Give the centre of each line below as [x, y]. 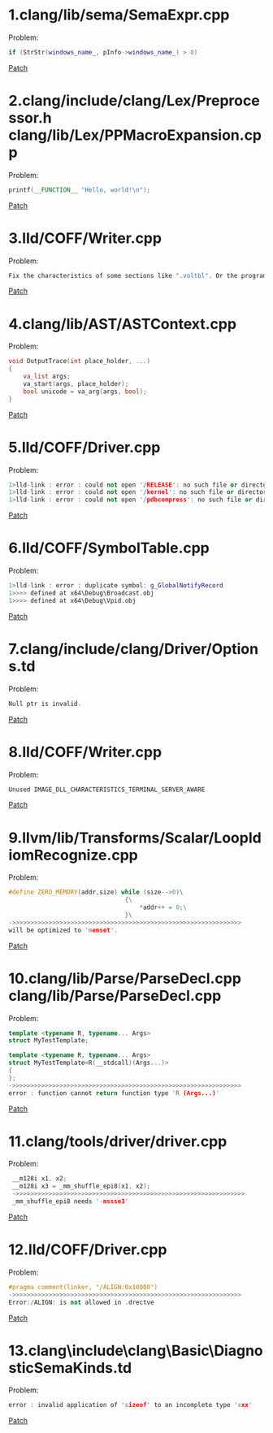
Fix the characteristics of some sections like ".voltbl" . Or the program [138, 275]
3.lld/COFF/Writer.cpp [85, 238]
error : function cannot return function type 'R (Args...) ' [114, 1093]
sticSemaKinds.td [70, 1368]
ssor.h [30, 118]
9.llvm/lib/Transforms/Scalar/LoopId [135, 838]
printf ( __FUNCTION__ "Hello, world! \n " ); [80, 190]
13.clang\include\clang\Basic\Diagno [136, 1351]
